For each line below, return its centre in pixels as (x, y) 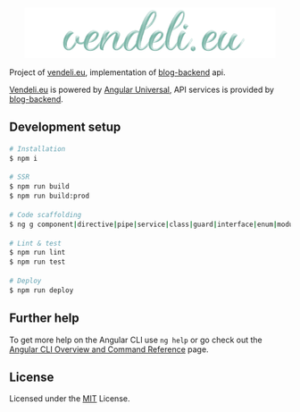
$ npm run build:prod (50, 196)
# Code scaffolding (46, 214)
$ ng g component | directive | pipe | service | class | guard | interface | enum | (143, 224)
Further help (45, 319)
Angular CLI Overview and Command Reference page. (109, 349)
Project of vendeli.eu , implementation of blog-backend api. (117, 72)
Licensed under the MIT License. (70, 399)
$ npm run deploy (42, 290)
